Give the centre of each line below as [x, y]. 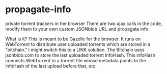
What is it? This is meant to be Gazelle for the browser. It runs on [73, 39]
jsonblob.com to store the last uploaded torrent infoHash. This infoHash [80, 55]
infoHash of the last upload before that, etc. [51, 66]
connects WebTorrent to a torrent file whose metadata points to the [76, 60]
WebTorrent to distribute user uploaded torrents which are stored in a [78, 44]
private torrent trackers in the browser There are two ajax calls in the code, [84, 23]
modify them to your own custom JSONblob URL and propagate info [77, 29]
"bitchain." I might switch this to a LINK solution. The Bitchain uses [75, 50]
